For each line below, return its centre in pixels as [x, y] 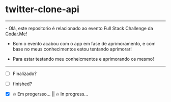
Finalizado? [25, 73]
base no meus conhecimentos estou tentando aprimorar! [72, 49]
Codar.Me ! [16, 34]
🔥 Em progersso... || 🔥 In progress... [50, 94]
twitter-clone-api [42, 9]
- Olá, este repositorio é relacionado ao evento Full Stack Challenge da [79, 28]
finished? [22, 84]
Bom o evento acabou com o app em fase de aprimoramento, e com [84, 43]
